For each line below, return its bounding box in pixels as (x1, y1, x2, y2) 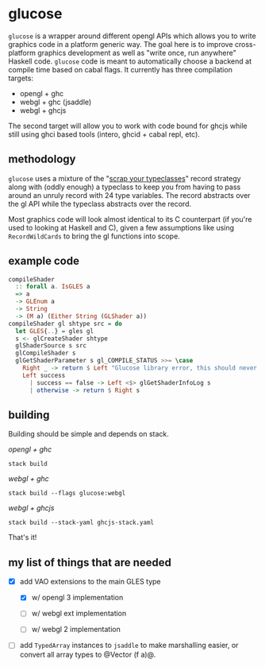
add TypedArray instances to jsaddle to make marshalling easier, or (19, 641, 239, 650)
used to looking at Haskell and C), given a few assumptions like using (8, 223, 235, 232)
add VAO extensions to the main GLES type (19, 577, 161, 587)
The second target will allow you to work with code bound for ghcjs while (8, 121, 248, 130)
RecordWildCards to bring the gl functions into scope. (8, 231, 180, 241)
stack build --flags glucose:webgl (8, 490, 126, 498)
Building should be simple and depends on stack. (8, 429, 169, 439)
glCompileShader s (15, 349, 77, 358)
